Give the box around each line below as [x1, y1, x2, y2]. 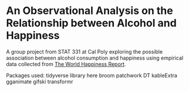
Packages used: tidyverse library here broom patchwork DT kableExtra [6, 72, 178, 79]
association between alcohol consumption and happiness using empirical [6, 54, 184, 61]
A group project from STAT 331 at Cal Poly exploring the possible [6, 48, 163, 55]
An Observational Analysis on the [6, 4, 173, 17]
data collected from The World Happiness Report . [6, 60, 126, 68]
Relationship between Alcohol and [6, 16, 177, 30]
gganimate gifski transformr [6, 78, 73, 85]
